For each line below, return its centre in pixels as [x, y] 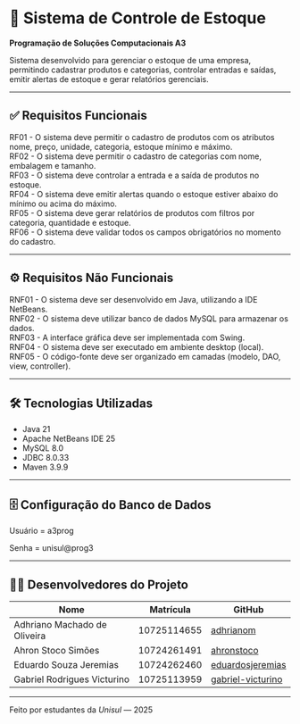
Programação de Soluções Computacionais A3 [98, 43]
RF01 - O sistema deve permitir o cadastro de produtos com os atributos [142, 137]
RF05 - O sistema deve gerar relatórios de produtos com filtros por [132, 212]
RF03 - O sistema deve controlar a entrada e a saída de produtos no [134, 175]
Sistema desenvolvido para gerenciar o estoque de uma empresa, [130, 60]
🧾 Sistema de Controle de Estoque [137, 18]
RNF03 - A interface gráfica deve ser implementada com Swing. [127, 337]
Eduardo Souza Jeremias [66, 665]
